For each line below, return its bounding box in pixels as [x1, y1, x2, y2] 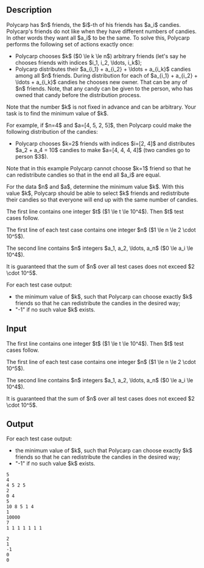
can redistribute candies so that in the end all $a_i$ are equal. [6, 171, 161, 178]
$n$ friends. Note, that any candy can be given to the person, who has [15, 85, 193, 92]
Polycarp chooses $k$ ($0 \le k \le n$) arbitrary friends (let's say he [15, 52, 187, 60]
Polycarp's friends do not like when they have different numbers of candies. [6, 27, 197, 35]
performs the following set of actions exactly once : [6, 40, 134, 48]
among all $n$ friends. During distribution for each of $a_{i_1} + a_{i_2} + [15, 71, 198, 79]
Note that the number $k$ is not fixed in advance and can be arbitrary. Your [6, 103, 197, 111]
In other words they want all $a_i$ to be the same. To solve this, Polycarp [6, 34, 190, 42]
